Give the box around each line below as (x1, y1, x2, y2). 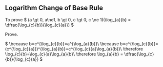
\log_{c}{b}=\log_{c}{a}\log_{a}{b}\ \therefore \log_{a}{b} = (5, 51, 123, 57)
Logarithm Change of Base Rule (5, 4, 103, 12)
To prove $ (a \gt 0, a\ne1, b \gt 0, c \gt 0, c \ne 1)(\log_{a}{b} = (5, 17, 131, 22)
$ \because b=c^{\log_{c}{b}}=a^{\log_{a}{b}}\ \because (5, 41, 119, 47)
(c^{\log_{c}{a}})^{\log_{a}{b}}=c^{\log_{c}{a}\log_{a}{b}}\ (5, 46, 122, 51)
